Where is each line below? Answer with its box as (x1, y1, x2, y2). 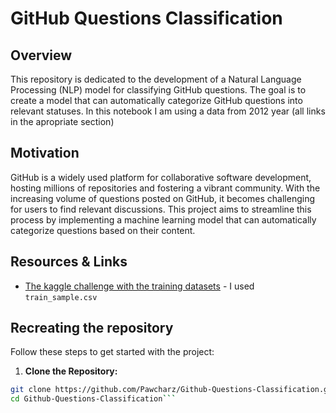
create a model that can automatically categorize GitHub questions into (10, 95, 303, 106)
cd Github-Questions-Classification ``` (10, 394, 177, 404)
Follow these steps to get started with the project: (10, 346, 215, 358)
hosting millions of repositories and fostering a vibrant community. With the (10, 182, 321, 194)
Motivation (10, 145, 80, 162)
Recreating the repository (10, 320, 174, 337)
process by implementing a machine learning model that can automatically (10, 213, 317, 226)
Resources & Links (10, 253, 128, 271)
